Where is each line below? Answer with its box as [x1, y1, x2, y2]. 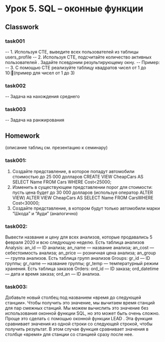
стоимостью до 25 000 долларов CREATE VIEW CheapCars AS [12, 173, 144, 179]
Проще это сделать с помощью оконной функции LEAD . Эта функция [5, 316, 153, 322]
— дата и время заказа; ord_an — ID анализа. [5, 271, 101, 277]
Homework [5, 131, 40, 140]
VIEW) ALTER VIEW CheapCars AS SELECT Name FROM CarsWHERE [12, 194, 154, 201]
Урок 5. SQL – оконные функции [5, 3, 143, 14]
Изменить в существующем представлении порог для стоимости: [12, 184, 153, 190]
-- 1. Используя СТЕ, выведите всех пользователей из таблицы [5, 49, 139, 55]
